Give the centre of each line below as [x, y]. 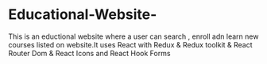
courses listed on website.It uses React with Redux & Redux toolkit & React [130, 44]
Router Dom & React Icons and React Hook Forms [89, 53]
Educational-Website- [83, 15]
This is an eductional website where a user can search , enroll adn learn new [133, 36]
